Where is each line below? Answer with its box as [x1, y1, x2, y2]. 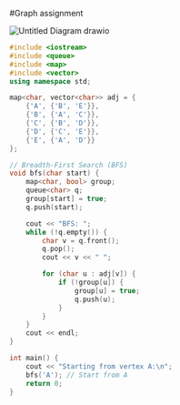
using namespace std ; [9, 76, 92, 86]
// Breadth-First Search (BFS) [9, 160, 128, 169]
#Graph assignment [9, 8, 84, 18]
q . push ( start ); [25, 202, 84, 212]
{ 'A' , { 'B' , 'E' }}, [25, 102, 100, 111]
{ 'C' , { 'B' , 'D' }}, [25, 118, 100, 127]
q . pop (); [42, 245, 75, 254]
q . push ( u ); [74, 295, 116, 304]
